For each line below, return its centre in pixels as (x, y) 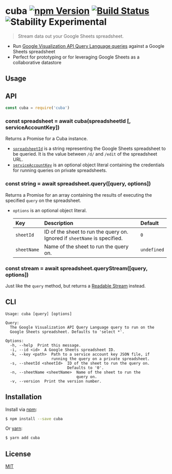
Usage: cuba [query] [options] (39, 314)
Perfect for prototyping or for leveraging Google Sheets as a (76, 57)
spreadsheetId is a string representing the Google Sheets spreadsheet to (89, 148)
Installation (24, 397)
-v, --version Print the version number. (56, 381)
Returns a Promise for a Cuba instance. (47, 139)
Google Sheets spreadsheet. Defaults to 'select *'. (67, 332)
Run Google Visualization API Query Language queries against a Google (89, 46)
